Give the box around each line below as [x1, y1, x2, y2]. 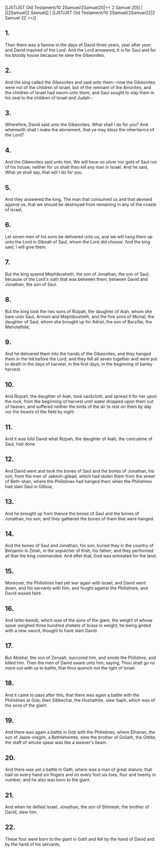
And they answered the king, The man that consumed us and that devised [5, 196, 152, 202]
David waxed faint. [5, 590, 42, 596]
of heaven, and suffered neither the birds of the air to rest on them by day [5, 404, 152, 409]
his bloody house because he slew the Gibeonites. [5, 52, 105, 58]
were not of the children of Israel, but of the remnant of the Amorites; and [5, 84, 151, 90]
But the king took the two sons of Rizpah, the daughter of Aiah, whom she [5, 308, 152, 314]
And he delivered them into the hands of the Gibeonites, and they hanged [5, 351, 151, 357]
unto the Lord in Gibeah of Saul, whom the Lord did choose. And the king [5, 239, 151, 245]
